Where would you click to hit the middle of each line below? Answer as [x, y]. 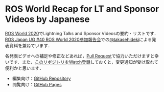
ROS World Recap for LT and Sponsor [82, 9]
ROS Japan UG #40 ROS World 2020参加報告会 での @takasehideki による [79, 39]
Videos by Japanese [47, 19]
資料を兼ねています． [31, 45]
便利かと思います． [24, 68]
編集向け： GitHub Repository [41, 78]
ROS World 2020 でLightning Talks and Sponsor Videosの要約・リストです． [82, 33]
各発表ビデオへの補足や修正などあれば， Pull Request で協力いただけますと [80, 56]
